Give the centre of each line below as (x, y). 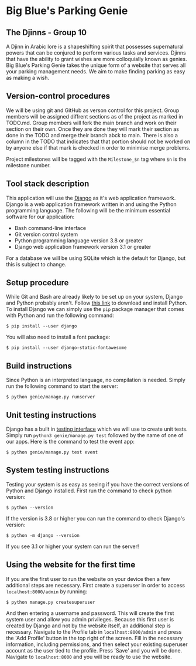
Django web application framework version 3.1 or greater (83, 246)
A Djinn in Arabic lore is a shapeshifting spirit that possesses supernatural (95, 46)
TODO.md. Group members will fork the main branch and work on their (91, 123)
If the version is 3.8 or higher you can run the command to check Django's (96, 518)
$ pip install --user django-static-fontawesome (66, 348)
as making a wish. (28, 78)
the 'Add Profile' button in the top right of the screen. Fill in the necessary (94, 638)
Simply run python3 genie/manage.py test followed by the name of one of (95, 435)
